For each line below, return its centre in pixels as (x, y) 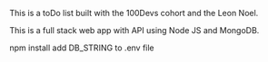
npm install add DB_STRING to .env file (82, 48)
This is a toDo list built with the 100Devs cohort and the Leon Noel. (134, 13)
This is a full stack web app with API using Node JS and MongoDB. (134, 30)
